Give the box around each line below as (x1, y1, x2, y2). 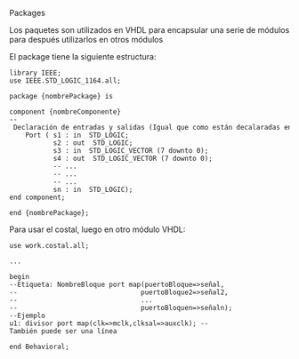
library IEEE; (9, 68, 62, 77)
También (9, 327, 38, 336)
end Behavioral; (9, 342, 69, 351)
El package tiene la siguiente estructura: (9, 52, 157, 61)
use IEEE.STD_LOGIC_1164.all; (9, 76, 122, 85)
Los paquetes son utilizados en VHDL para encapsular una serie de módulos (9, 25, 290, 35)
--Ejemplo (9, 311, 46, 320)
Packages (9, 8, 46, 18)
